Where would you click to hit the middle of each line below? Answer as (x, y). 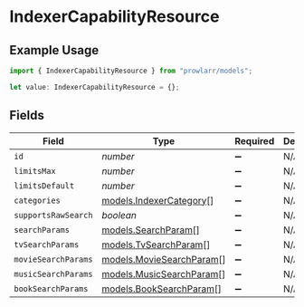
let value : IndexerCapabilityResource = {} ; (95, 87)
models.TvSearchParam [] (156, 245)
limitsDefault (44, 186)
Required (255, 140)
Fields (27, 115)
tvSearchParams (47, 245)
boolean (119, 215)
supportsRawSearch (53, 215)
